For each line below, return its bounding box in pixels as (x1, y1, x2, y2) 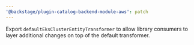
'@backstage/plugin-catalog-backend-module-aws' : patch (5, 8, 148, 15)
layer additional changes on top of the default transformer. (5, 31, 150, 39)
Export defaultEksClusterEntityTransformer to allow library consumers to (5, 25, 189, 32)
